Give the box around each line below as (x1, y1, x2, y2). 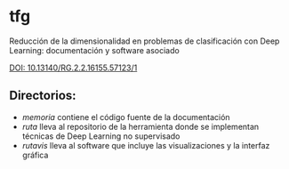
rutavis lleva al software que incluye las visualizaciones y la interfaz (21, 140, 270, 150)
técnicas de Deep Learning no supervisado (21, 131, 181, 141)
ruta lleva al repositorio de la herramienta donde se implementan (21, 121, 260, 132)
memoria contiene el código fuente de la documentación (21, 111, 230, 122)
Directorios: (9, 88, 77, 103)
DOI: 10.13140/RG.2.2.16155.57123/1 (9, 62, 138, 73)
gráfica (21, 149, 49, 160)
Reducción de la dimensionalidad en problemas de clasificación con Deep (9, 36, 280, 46)
